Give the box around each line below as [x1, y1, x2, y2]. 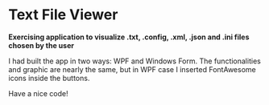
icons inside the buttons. [8, 73, 90, 83]
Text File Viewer [8, 6, 118, 24]
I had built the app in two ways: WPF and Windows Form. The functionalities [8, 56, 262, 66]
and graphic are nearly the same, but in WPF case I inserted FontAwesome [8, 64, 256, 74]
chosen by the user [8, 40, 75, 50]
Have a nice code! [8, 88, 68, 98]
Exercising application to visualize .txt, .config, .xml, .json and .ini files [8, 32, 250, 42]
